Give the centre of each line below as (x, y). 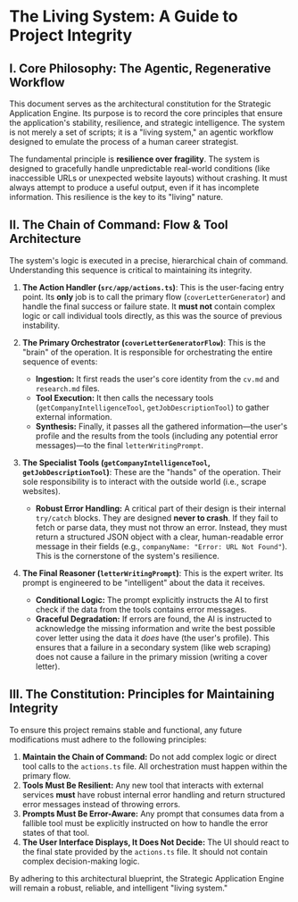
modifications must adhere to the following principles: (108, 739)
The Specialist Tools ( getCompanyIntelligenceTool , (116, 463)
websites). (41, 491)
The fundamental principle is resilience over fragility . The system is (135, 159)
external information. (74, 416)
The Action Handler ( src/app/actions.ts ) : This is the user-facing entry (153, 287)
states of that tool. (56, 832)
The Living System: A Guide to (124, 17)
